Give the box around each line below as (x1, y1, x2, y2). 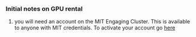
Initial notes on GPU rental (5, 5, 83, 13)
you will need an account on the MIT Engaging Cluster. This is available (14, 18, 191, 25)
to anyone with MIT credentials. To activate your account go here (14, 24, 176, 31)
